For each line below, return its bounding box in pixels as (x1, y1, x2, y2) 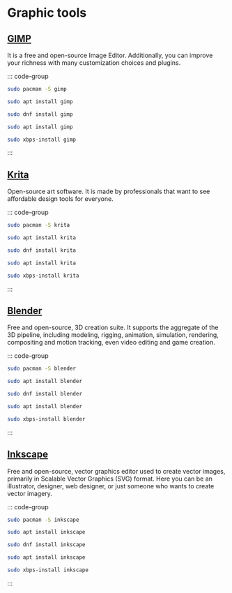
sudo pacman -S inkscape (7, 516, 79, 523)
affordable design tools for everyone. (7, 195, 114, 203)
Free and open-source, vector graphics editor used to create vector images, (7, 467, 226, 475)
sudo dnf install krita (7, 246, 77, 254)
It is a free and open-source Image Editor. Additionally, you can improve (7, 51, 213, 59)
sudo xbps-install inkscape (7, 566, 89, 573)
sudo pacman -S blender (7, 365, 77, 373)
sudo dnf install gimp (7, 110, 73, 118)
